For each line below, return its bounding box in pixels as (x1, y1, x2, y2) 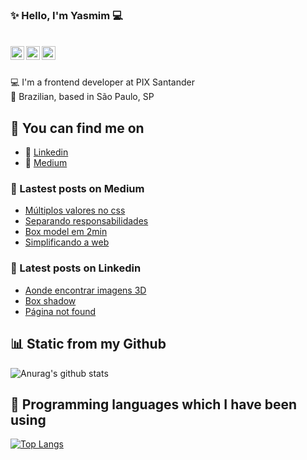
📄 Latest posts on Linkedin (10, 261, 142, 275)
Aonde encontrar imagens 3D (24, 284, 147, 296)
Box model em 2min (24, 226, 108, 238)
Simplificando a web (24, 236, 110, 248)
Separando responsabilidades (24, 215, 149, 227)
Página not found (24, 305, 97, 317)
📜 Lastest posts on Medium (10, 182, 145, 196)
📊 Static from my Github (10, 336, 167, 353)
